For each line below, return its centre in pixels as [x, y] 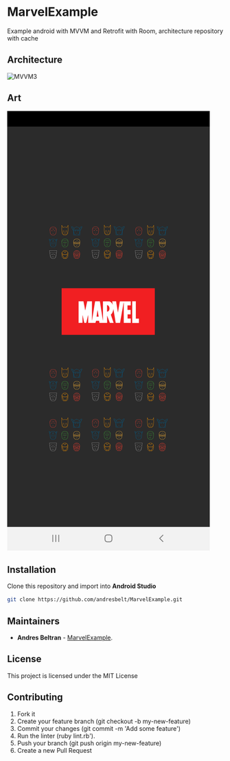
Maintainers [34, 621]
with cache [23, 38]
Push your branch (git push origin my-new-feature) [89, 743]
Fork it [26, 714]
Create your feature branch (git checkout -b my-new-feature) [104, 721]
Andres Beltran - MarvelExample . [65, 638]
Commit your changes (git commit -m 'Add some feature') [99, 728]
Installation [32, 570]
